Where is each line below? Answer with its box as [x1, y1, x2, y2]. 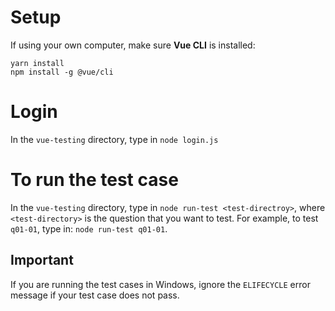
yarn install [10, 58, 65, 68]
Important [10, 252, 74, 269]
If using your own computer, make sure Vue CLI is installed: [10, 39, 256, 51]
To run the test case [10, 169, 179, 191]
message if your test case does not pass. [10, 289, 180, 301]
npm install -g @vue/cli [10, 67, 114, 77]
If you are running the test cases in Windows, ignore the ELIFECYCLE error [10, 278, 311, 290]
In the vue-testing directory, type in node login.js [10, 133, 219, 145]
